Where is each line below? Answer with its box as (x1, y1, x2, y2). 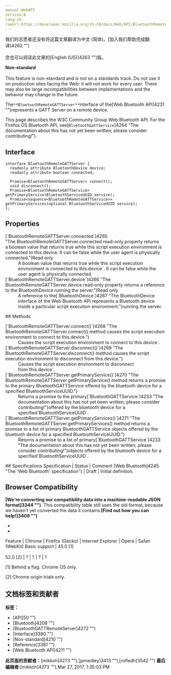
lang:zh (5, 17, 22, 22)
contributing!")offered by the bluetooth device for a (18, 404, 126, 410)
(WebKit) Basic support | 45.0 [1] (5, 543, 74, 549)
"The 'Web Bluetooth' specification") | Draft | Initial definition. (5, 468, 134, 474)
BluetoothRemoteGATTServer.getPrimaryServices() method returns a (5, 420, 150, 427)
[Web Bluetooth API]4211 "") (12, 647, 72, 653)
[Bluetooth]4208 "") (12, 620, 55, 626)
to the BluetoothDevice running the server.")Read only (5, 287, 119, 293)
